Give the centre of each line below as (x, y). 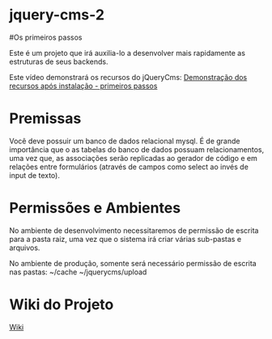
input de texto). (34, 175)
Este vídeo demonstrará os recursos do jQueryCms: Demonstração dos (128, 77)
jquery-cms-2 (57, 15)
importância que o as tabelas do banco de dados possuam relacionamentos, (137, 149)
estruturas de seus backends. (59, 61)
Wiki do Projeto (62, 304)
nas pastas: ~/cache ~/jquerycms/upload (78, 272)
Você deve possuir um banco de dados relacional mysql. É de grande (125, 141)
